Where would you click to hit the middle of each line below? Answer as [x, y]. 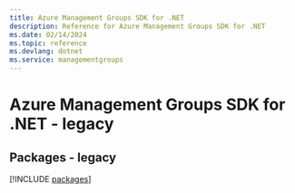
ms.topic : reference [49, 43]
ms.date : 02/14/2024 [49, 34]
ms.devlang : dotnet [46, 52]
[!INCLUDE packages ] [50, 179]
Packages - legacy [63, 157]
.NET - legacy [62, 124]
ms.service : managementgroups [67, 60]
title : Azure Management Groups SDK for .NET [97, 18]
